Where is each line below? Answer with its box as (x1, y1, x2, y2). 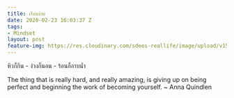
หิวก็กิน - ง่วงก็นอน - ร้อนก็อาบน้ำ (7, 62, 86, 70)
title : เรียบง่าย (7, 10, 45, 17)
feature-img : (7, 42, 45, 49)
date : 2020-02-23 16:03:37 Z (7, 17, 92, 24)
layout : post (7, 36, 45, 43)
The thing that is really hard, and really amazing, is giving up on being (7, 76, 207, 83)
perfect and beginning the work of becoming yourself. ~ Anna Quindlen (7, 83, 212, 91)
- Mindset (7, 29, 36, 37)
